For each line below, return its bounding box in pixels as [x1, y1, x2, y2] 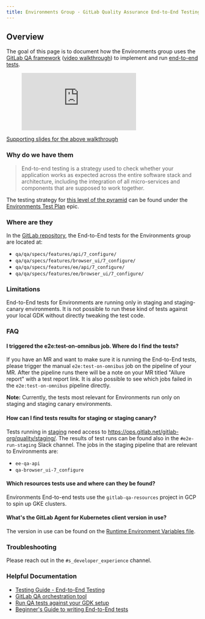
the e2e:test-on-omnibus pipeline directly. [6, 382, 111, 389]
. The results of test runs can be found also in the [55, 434, 179, 441]
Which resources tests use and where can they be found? [6, 480, 156, 487]
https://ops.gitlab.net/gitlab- [107, 428, 179, 435]
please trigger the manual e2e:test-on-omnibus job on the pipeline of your [6, 362, 192, 370]
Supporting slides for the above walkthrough [6, 135, 118, 143]
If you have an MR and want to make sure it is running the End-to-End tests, [6, 356, 197, 363]
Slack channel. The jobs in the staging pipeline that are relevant [37, 441, 198, 448]
